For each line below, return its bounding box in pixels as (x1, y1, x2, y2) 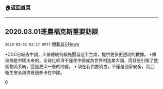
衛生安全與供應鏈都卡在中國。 (5, 70, 65, 75)
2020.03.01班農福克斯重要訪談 (5, 28, 98, 36)
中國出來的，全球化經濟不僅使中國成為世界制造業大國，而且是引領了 (17, 58, 154, 63)
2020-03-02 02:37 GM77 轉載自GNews (5, 41, 80, 47)
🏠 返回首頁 (5, 4, 31, 11)
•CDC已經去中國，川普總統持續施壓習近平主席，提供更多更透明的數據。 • (5, 52, 152, 58)
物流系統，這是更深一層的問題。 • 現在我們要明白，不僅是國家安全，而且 (9, 64, 154, 70)
